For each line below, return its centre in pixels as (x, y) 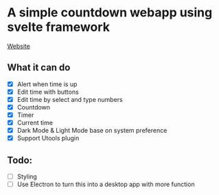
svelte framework (58, 27)
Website (19, 46)
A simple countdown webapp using (110, 13)
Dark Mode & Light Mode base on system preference (92, 131)
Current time (35, 123)
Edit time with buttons (48, 92)
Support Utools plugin (48, 138)
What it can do (39, 67)
